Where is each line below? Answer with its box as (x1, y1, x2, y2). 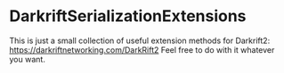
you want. (9, 54, 46, 64)
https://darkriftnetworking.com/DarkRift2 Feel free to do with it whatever (9, 44, 275, 55)
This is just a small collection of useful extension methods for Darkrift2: (9, 35, 271, 46)
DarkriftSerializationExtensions (9, 6, 247, 26)
